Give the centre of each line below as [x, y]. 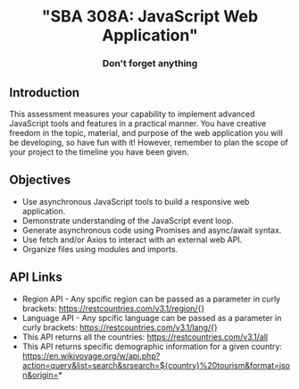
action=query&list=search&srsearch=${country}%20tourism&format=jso [156, 365]
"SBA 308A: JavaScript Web [150, 17]
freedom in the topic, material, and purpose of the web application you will [146, 132]
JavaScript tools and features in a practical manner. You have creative [138, 123]
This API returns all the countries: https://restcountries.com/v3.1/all [145, 336]
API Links [36, 278]
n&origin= [40, 375]
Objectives [40, 180]
